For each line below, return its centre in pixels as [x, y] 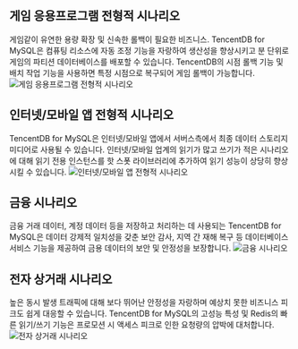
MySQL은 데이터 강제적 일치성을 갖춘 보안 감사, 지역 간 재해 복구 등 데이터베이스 [149, 237]
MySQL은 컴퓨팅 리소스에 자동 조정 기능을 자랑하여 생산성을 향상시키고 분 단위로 [149, 50]
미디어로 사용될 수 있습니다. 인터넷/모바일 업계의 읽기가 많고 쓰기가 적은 [133, 149]
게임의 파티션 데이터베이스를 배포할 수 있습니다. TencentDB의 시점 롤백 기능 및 [146, 62]
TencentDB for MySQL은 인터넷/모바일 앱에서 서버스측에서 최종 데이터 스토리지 [149, 138]
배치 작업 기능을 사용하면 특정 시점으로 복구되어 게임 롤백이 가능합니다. [132, 72]
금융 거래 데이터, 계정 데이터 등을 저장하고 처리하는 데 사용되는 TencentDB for [145, 226]
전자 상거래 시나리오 [61, 279]
